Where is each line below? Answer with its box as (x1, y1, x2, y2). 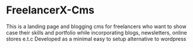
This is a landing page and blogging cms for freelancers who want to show (6, 23, 187, 30)
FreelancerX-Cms (6, 4, 95, 17)
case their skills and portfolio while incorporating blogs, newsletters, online (6, 29, 187, 36)
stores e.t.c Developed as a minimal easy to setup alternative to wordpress (6, 35, 187, 42)
